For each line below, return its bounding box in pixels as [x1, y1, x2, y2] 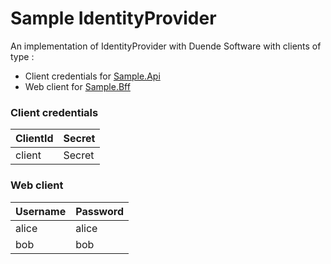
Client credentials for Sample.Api [24, 70, 161, 82]
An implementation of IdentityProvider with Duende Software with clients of [10, 40, 322, 52]
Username [15, 204, 67, 218]
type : [10, 50, 35, 62]
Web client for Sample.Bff [24, 80, 131, 92]
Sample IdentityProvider [10, 7, 217, 30]
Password [75, 204, 124, 218]
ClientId [15, 132, 54, 146]
